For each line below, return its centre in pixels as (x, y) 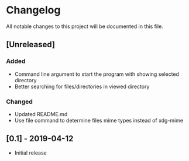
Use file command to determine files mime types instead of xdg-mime (99, 120)
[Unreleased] (31, 45)
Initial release (30, 153)
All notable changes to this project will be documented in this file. (85, 26)
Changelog (33, 10)
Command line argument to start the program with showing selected (97, 74)
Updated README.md (41, 114)
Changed (20, 101)
